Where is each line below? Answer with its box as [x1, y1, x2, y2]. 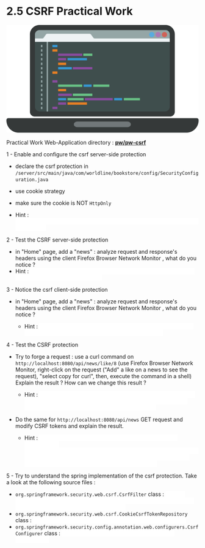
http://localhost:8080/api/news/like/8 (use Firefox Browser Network [15, 360, 193, 367]
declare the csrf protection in [15, 162, 88, 170]
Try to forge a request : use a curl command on [15, 353, 134, 360]
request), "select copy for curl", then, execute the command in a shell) [15, 373, 192, 380]
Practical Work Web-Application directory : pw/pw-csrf [6, 139, 146, 147]
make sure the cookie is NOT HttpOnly [15, 199, 112, 207]
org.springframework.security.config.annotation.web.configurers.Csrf [15, 524, 199, 531]
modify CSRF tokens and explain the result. [15, 422, 124, 430]
